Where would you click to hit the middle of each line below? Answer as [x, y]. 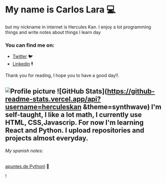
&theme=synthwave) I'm [122, 107]
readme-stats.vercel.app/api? [53, 99]
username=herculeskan [43, 107]
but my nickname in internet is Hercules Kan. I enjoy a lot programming [78, 27]
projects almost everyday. [47, 138]
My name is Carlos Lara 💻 [60, 10]
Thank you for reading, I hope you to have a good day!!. [62, 75]
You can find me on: [30, 45]
